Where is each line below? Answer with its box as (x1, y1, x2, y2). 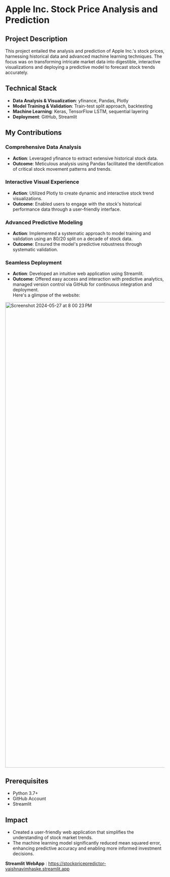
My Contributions (5, 128, 62, 137)
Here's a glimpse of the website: (12, 292, 80, 298)
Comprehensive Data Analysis (5, 143, 82, 150)
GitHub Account (12, 795, 47, 802)
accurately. (5, 69, 29, 75)
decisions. (12, 851, 34, 857)
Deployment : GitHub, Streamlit (12, 113, 77, 120)
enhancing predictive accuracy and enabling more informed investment (12, 845, 162, 852)
